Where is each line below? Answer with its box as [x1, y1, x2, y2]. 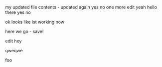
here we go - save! [5, 29, 44, 34]
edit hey [5, 38, 22, 44]
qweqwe [5, 48, 23, 53]
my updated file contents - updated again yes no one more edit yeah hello [5, 4, 157, 10]
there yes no [5, 9, 31, 15]
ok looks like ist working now [5, 19, 65, 25]
